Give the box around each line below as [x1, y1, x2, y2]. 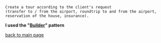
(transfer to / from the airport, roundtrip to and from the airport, [5, 9, 157, 14]
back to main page [5, 32, 44, 37]
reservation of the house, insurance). [5, 13, 89, 18]
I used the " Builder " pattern [5, 22, 65, 28]
